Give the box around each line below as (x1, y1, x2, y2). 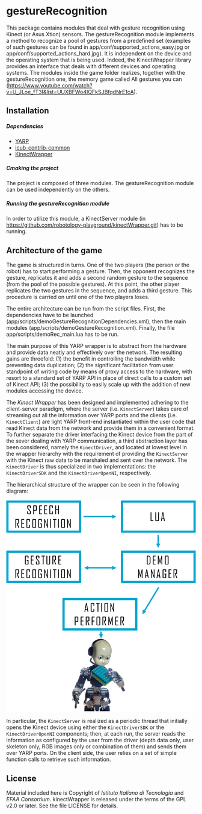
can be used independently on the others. (6, 186, 110, 194)
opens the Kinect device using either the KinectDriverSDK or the (6, 724, 165, 731)
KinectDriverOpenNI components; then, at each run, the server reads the (6, 730, 186, 737)
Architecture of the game (6, 245, 103, 256)
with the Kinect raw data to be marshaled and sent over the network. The (6, 456, 188, 464)
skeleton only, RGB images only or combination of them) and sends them (6, 743, 187, 750)
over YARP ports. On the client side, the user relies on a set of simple (6, 749, 177, 757)
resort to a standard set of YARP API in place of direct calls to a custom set (6, 374, 191, 382)
